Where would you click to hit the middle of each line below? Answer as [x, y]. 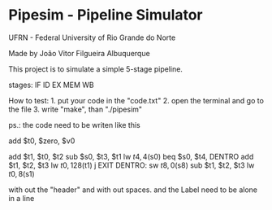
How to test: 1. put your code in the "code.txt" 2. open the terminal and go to [136, 100]
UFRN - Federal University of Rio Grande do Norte [92, 37]
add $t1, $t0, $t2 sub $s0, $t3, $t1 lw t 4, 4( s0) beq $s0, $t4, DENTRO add [131, 156]
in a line [22, 198]
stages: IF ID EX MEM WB [52, 85]
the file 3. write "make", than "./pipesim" [76, 109]
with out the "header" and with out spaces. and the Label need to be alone [133, 190]
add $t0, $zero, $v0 [42, 141]
